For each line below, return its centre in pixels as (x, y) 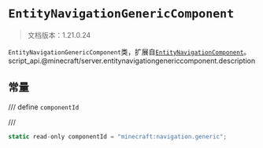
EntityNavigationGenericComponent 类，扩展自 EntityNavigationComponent (126, 52)
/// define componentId (44, 107)
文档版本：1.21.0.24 (59, 35)
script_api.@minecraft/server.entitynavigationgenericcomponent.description (132, 61)
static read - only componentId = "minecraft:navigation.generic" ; (117, 136)
